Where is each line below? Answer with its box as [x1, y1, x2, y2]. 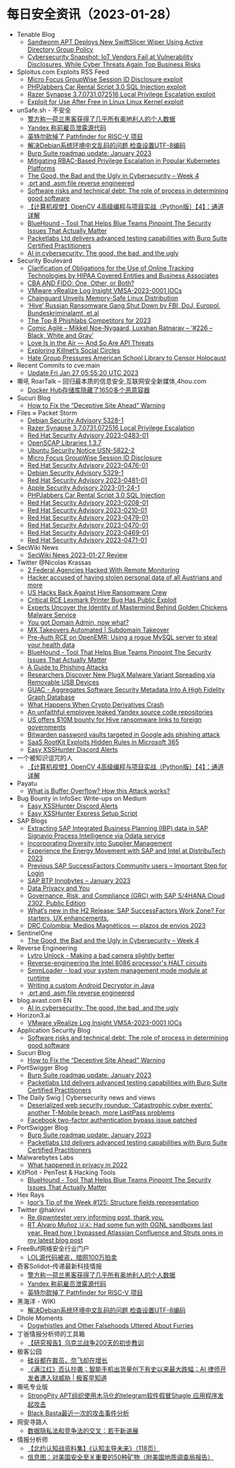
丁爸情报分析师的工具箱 [16, 1329, 85, 1338]
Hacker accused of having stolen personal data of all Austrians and [27, 573, 222, 582]
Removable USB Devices [27, 677, 99, 686]
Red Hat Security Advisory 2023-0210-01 [27, 506, 148, 514]
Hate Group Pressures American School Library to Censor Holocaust [27, 353, 227, 362]
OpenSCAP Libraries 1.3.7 [27, 438, 102, 447]
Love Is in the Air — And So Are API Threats [27, 339, 154, 347]
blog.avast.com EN [16, 996, 72, 1004]
